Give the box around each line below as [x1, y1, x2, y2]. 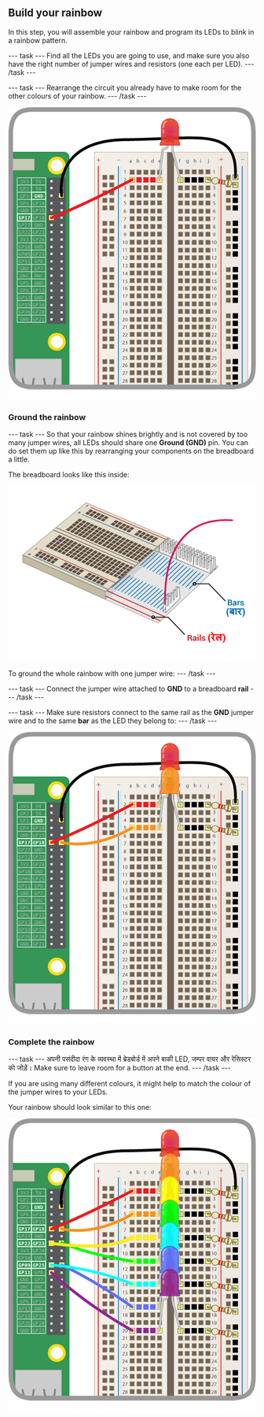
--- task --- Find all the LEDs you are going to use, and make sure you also [8, 50, 250, 60]
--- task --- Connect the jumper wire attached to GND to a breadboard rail [8, 684, 249, 694]
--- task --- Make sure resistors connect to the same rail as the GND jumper [8, 708, 254, 718]
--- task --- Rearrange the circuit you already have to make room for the [8, 83, 242, 92]
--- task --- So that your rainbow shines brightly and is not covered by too [8, 429, 248, 439]
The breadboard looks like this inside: [8, 469, 130, 479]
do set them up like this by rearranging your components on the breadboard [8, 446, 254, 455]
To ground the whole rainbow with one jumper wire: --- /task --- [8, 669, 216, 678]
